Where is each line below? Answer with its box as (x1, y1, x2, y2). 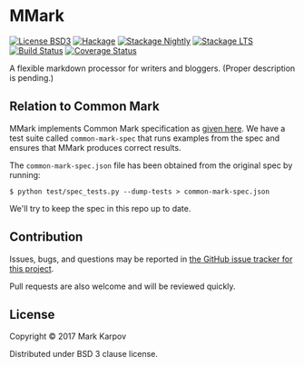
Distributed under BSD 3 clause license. (9, 349, 159, 360)
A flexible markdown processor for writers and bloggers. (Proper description (9, 63, 296, 74)
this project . (9, 263, 54, 273)
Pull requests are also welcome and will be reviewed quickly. (9, 281, 236, 292)
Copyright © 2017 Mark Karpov (9, 331, 127, 342)
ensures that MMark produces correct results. (9, 142, 181, 153)
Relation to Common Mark (9, 99, 161, 114)
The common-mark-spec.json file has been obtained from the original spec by (9, 160, 293, 171)
